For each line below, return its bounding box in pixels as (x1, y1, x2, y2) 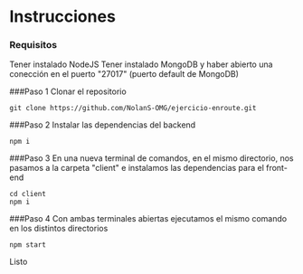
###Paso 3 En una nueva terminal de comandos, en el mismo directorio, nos (9, 153, 294, 164)
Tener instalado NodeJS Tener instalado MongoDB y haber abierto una (9, 59, 273, 70)
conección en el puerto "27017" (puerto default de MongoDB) (9, 69, 240, 80)
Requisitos (9, 39, 57, 52)
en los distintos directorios (9, 223, 109, 234)
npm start (9, 241, 47, 250)
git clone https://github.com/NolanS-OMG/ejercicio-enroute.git (9, 104, 257, 113)
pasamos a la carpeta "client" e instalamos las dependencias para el (9, 163, 265, 174)
